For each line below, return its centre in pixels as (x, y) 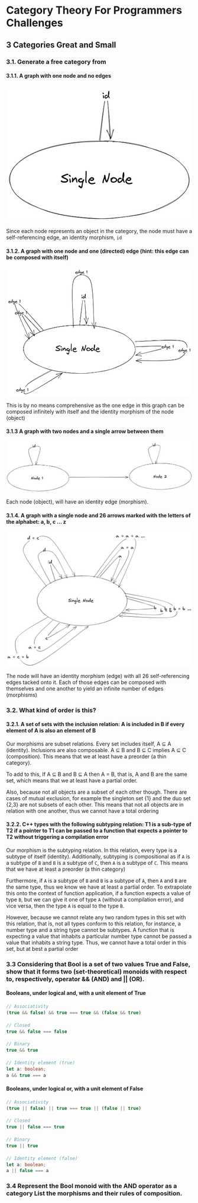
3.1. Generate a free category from (56, 62)
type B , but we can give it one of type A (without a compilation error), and (95, 899)
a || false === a (27, 1171)
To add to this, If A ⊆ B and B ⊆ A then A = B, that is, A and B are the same (97, 774)
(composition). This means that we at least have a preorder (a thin (86, 756)
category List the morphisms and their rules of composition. (94, 1194)
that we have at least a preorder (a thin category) (66, 869)
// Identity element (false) (42, 1158)
